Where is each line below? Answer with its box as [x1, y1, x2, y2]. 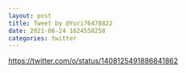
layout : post [8, 11, 52, 20]
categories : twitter [8, 34, 78, 43]
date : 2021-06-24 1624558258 [8, 26, 106, 34]
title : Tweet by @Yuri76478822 [8, 19, 113, 27]
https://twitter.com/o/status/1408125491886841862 [8, 56, 179, 66]
